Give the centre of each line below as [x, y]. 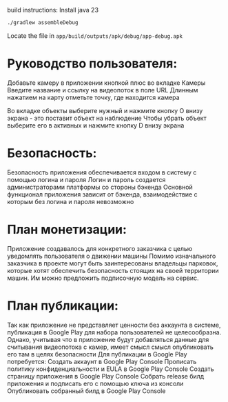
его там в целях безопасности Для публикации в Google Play [97, 354]
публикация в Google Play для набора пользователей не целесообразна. [114, 332]
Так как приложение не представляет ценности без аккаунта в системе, [114, 325]
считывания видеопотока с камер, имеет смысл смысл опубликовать [110, 347]
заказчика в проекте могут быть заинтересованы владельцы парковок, [113, 263]
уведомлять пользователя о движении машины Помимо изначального [112, 256]
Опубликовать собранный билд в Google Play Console [86, 391]
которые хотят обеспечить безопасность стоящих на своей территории [113, 270]
